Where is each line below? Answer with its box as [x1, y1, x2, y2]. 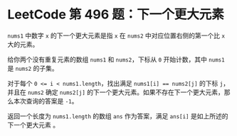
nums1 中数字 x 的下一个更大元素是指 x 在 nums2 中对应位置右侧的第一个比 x [7, 31, 226, 40]
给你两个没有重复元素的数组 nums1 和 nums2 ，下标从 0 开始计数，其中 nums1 [7, 55, 226, 64]
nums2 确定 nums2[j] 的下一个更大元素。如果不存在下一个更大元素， [27, 88, 224, 96]
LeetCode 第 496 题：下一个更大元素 [7, 6, 224, 23]
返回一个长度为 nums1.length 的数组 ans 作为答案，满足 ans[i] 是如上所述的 [7, 111, 228, 120]
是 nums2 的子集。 [7, 64, 58, 72]
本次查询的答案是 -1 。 [13, 96, 78, 105]
